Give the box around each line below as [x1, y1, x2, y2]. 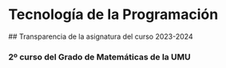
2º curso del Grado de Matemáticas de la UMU [8, 51, 191, 62]
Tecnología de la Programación [8, 6, 219, 24]
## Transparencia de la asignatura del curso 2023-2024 [8, 32, 193, 41]
